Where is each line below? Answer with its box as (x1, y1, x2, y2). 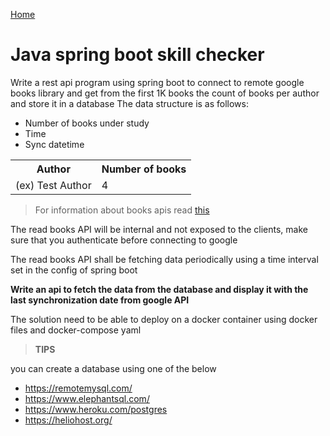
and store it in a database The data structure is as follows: (10, 97, 250, 109)
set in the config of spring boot (10, 264, 138, 276)
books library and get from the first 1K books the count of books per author (10, 87, 320, 99)
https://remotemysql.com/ (24, 382, 133, 394)
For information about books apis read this (34, 204, 210, 216)
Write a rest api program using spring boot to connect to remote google (10, 76, 305, 88)
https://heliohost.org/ (24, 414, 113, 426)
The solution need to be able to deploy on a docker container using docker (10, 313, 318, 325)
